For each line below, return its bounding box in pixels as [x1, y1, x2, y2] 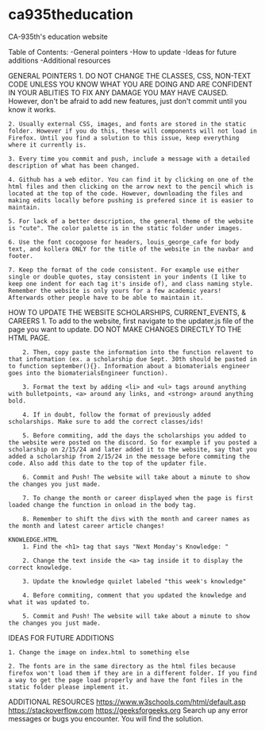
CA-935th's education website [8, 32, 109, 41]
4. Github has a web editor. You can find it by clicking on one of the [8, 175, 254, 183]
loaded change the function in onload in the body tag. [8, 501, 197, 509]
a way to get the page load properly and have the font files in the [8, 676, 244, 684]
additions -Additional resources [8, 56, 111, 65]
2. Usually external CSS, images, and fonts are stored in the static [8, 120, 247, 128]
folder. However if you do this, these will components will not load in [8, 127, 258, 135]
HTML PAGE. [8, 333, 50, 342]
